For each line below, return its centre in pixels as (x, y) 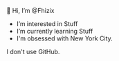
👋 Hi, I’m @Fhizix (30, 11)
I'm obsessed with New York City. (65, 38)
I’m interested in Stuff (47, 24)
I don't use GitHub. (33, 52)
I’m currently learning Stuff (55, 31)
